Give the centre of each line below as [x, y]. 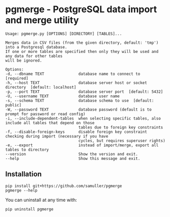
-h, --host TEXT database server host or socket [76, 83]
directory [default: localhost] [41, 87]
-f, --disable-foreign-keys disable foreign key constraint [76, 132]
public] [14, 105]
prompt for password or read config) [45, 114]
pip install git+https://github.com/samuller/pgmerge [64, 186]
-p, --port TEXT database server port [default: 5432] [84, 92]
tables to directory [27, 150]
